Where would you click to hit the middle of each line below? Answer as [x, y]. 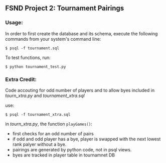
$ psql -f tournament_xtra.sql [38, 114]
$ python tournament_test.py [36, 67]
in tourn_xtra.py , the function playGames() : [49, 124]
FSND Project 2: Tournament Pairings [65, 8]
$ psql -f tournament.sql [32, 48]
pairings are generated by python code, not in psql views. [72, 149]
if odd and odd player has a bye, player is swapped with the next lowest [87, 139]
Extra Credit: [21, 79]
